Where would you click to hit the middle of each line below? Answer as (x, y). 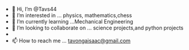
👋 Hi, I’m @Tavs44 (34, 9)
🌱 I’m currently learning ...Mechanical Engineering (72, 21)
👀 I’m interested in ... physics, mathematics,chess (72, 15)
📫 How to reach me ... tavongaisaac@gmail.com (71, 41)
